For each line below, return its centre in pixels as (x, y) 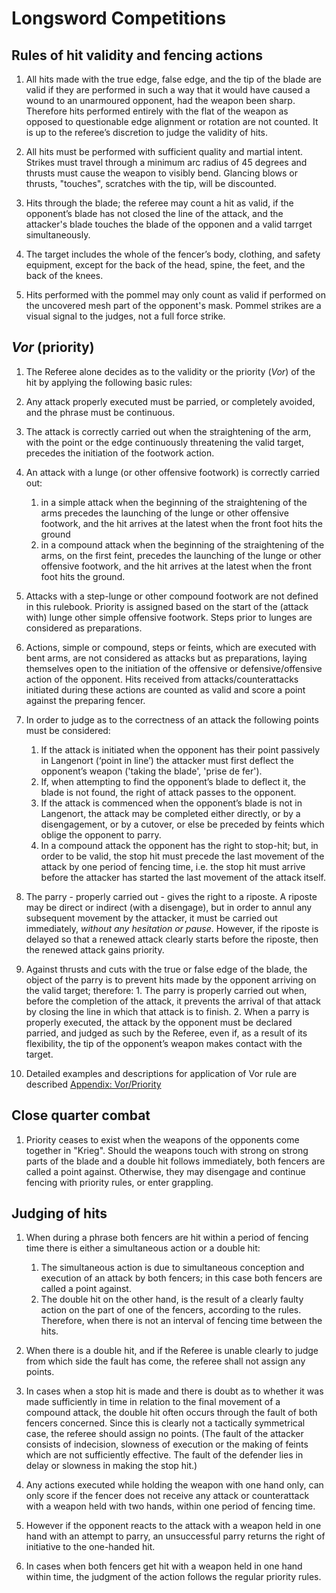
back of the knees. (64, 275)
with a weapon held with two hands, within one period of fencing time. (170, 1506)
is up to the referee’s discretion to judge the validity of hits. (146, 132)
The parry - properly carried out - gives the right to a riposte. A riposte (171, 896)
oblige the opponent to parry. (101, 834)
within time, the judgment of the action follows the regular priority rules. (173, 1577)
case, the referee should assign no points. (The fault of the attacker (164, 1434)
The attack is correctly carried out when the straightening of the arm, (168, 431)
